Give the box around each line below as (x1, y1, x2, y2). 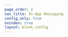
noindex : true (4, 20, 34, 25)
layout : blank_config (4, 25, 49, 30)
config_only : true (4, 16, 42, 21)
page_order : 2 (4, 7, 34, 12)
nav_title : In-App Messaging (4, 12, 64, 16)
